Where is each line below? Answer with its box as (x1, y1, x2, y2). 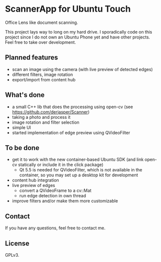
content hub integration (12, 177, 59, 183)
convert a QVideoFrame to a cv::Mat (19, 187, 92, 193)
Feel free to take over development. (5, 39, 76, 45)
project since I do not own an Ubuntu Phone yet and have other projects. (5, 34, 150, 40)
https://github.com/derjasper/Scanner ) (12, 109, 90, 115)
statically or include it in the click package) (18, 162, 104, 168)
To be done (5, 144, 40, 152)
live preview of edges (12, 183, 55, 188)
